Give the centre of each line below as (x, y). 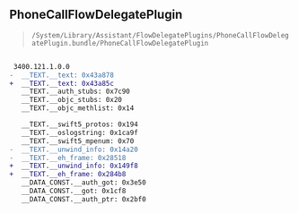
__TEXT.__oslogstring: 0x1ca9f (80, 132)
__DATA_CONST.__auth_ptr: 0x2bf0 (83, 199)
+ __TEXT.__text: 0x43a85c (62, 83)
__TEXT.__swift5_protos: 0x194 (80, 124)
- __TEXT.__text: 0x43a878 (62, 75)
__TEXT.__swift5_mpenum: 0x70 (78, 141)
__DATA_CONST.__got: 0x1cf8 (74, 192)
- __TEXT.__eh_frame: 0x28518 (68, 158)
